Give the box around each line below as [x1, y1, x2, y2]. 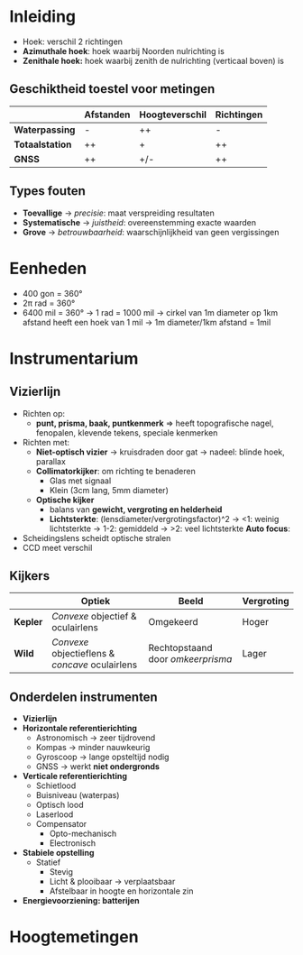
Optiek [80, 595, 111, 608]
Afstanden [84, 108, 131, 121]
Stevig [49, 867, 74, 877]
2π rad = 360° [22, 298, 76, 308]
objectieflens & [50, 647, 115, 660]
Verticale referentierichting [22, 771, 128, 782]
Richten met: [22, 436, 70, 447]
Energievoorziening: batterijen [22, 895, 140, 906]
